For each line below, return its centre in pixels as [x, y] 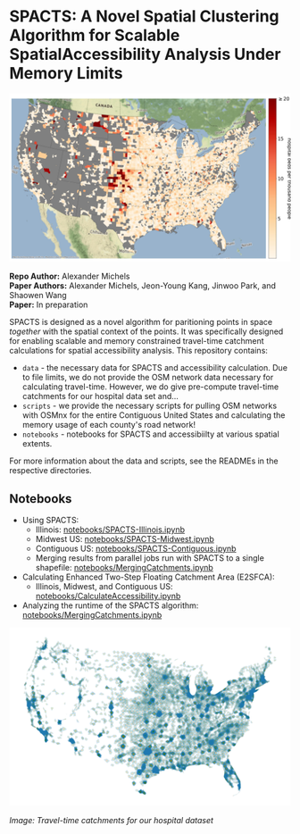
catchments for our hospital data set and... [100, 396]
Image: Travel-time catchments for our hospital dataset [112, 821]
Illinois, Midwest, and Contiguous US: [104, 586]
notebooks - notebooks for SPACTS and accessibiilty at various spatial [150, 434]
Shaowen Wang [38, 296]
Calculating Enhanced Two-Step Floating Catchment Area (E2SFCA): [148, 577]
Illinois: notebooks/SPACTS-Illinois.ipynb [110, 530]
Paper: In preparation [49, 304]
